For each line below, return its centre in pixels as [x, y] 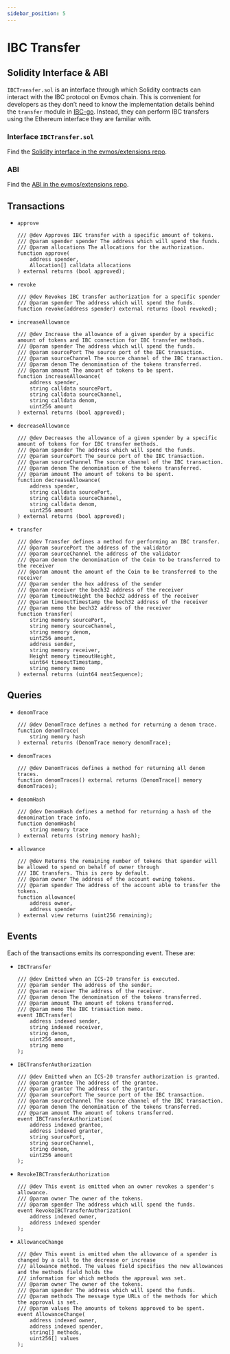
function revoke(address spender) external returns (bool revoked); [117, 309]
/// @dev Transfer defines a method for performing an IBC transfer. [119, 542]
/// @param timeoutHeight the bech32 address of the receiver [108, 596]
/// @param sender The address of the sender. [85, 985]
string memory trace [59, 830]
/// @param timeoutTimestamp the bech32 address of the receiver [112, 602]
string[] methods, [56, 1332]
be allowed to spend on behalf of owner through [88, 867]
